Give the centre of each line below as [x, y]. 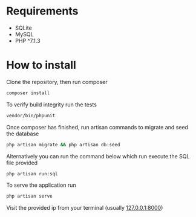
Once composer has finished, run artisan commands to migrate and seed [97, 127]
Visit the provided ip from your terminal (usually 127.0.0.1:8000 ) [85, 208]
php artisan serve [29, 196]
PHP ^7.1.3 [28, 40]
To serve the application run [41, 185]
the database [23, 134]
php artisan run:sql [32, 173]
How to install [41, 65]
